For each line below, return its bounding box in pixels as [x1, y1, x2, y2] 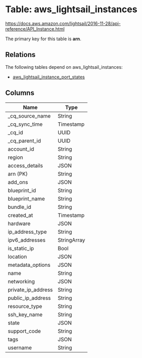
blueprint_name [8, 195, 45, 202]
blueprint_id [8, 187, 37, 194]
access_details [8, 162, 43, 169]
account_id [8, 145, 34, 152]
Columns [5, 89, 34, 97]
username [8, 344, 32, 351]
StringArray [57, 236, 85, 243]
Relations [5, 50, 36, 59]
